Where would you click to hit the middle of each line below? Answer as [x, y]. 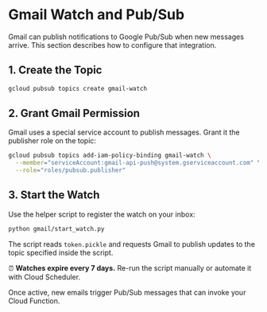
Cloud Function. [34, 301]
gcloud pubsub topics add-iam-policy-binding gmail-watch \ [110, 156]
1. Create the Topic [55, 70]
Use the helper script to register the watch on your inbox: [102, 214]
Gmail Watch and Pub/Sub [97, 15]
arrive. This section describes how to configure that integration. [112, 45]
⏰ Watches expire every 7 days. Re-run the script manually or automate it [130, 267]
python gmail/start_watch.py [56, 228]
